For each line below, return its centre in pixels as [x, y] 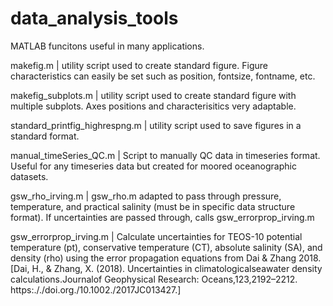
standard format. [45, 136]
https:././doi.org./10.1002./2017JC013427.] [96, 289]
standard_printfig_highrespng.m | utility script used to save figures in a [156, 125]
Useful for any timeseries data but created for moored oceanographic [153, 166]
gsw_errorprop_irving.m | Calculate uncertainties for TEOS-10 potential [156, 236]
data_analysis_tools [94, 18]
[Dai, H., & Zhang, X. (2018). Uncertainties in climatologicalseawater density [166, 268]
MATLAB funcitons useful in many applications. [107, 46]
